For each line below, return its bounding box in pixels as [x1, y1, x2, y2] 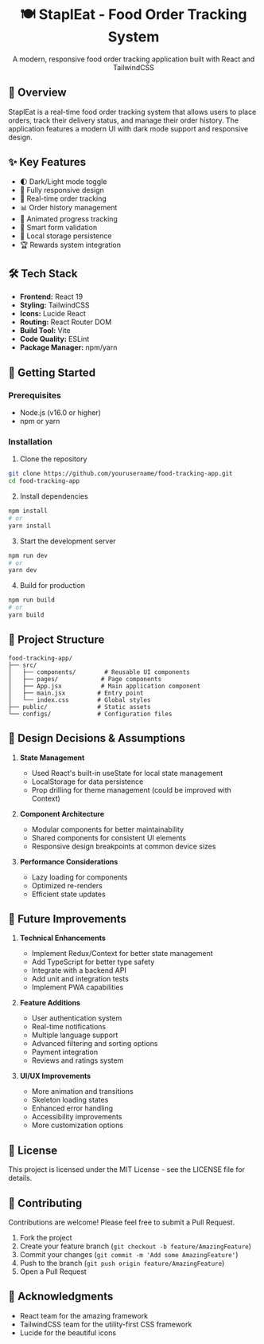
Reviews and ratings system [31, 1056, 124, 1065]
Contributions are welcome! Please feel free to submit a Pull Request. [8, 1217, 235, 1227]
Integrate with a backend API [31, 966, 127, 975]
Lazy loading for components [31, 872, 128, 882]
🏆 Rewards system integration [19, 240, 122, 249]
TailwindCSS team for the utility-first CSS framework [19, 1319, 192, 1329]
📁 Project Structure [8, 633, 105, 647]
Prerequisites [8, 390, 61, 401]
